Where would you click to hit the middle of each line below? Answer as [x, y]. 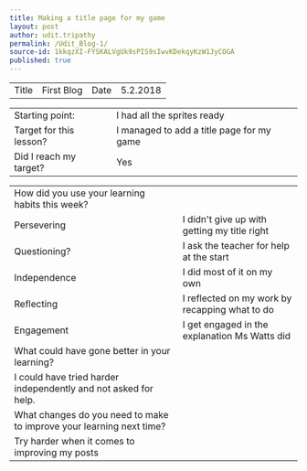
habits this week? [51, 204]
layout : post [34, 27]
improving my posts [56, 452]
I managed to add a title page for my [194, 130]
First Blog [62, 90]
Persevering [40, 225]
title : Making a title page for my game [88, 18]
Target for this [44, 130]
